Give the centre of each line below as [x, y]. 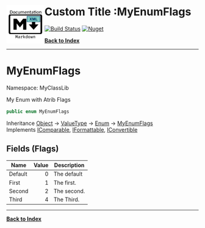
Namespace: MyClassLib [38, 88]
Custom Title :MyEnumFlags [118, 12]
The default [68, 174]
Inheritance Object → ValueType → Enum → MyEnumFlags [80, 123]
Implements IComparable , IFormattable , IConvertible [72, 129]
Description [69, 165]
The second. [70, 191]
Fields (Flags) [33, 149]
